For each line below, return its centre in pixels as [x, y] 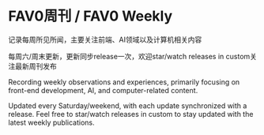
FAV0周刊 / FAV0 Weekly [91, 16]
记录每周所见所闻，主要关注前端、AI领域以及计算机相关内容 [105, 39]
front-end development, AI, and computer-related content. [103, 90]
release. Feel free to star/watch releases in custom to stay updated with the [131, 114]
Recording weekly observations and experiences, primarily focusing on [124, 82]
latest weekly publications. [51, 122]
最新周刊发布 [36, 66]
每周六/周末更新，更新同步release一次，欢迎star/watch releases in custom [129, 56]
